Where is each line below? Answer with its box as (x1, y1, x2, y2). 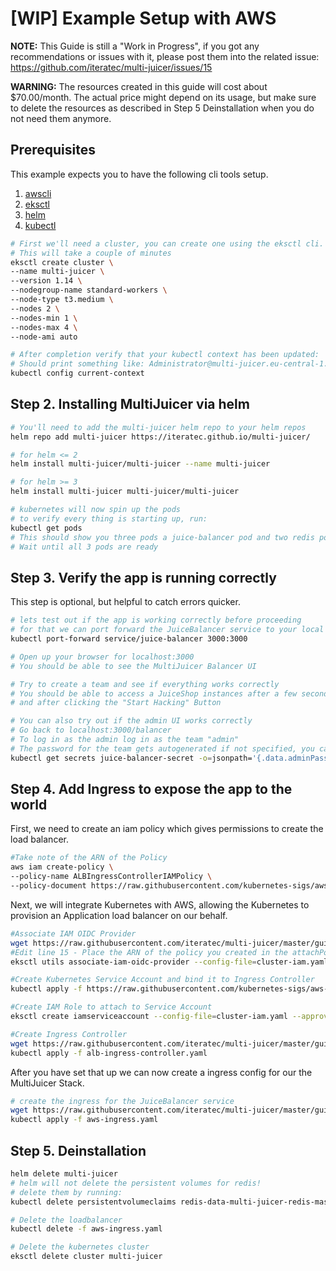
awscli (24, 187, 52, 199)
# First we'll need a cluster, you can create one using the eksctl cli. (10, 238, 325, 249)
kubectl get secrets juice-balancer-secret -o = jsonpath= (10, 753, 253, 763)
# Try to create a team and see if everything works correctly (10, 679, 280, 689)
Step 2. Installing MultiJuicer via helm (10, 396, 250, 413)
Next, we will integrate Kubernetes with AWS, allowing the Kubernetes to (10, 898, 310, 911)
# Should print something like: (10, 359, 145, 369)
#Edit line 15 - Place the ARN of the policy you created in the (10, 947, 288, 957)
